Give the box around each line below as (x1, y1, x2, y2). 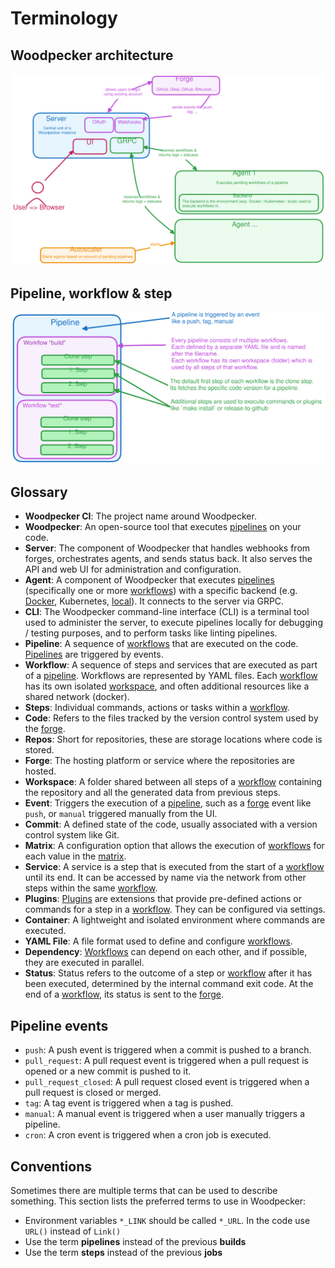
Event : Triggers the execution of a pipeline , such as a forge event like (24, 797, 312, 809)
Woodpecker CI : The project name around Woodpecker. (24, 510, 257, 522)
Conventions (10, 1158, 93, 1175)
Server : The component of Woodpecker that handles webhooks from (24, 542, 311, 554)
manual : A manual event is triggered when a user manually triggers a (24, 1108, 306, 1120)
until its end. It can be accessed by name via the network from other (24, 872, 307, 884)
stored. (24, 744, 55, 756)
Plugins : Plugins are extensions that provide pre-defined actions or (24, 893, 303, 905)
